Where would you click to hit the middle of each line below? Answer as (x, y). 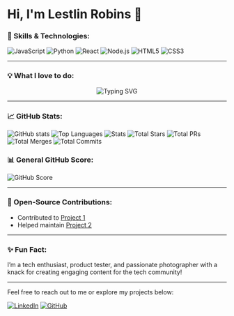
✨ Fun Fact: (27, 249)
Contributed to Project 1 (51, 217)
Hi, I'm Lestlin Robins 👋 (75, 14)
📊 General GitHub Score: (50, 160)
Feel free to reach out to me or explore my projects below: (91, 292)
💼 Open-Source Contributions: (60, 202)
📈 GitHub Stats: (35, 116)
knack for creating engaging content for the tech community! (95, 272)
